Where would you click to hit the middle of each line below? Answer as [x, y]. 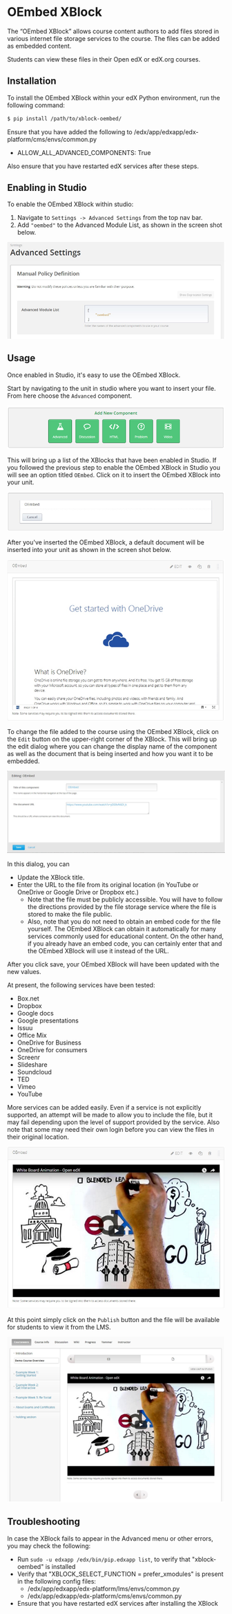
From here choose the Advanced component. [70, 396]
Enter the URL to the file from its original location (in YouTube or [108, 885]
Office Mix [32, 1036]
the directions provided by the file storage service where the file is [122, 907]
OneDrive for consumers [52, 1050]
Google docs [35, 1014]
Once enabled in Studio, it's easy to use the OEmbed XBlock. [94, 375]
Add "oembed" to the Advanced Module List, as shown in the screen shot [119, 225]
